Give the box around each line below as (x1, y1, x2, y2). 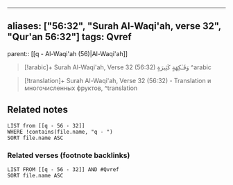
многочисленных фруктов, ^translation (24, 84, 138, 92)
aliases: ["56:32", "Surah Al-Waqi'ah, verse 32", (7, 20, 222, 32)
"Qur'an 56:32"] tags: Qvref (7, 31, 132, 43)
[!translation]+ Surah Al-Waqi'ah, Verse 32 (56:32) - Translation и (24, 76, 212, 85)
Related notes (7, 104, 68, 116)
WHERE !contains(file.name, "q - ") (7, 128, 113, 135)
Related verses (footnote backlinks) (7, 150, 130, 160)
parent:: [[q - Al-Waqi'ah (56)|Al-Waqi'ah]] (7, 49, 128, 58)
